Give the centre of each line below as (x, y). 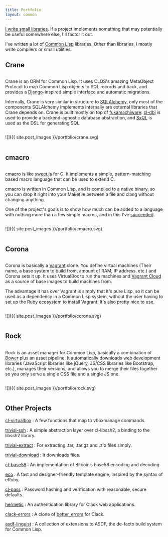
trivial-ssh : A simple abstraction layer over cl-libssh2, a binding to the (77, 430)
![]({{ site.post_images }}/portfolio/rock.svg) (51, 388)
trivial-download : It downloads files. (43, 455)
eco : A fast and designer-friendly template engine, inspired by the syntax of (84, 474)
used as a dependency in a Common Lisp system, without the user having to (84, 296)
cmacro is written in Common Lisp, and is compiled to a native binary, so (80, 189)
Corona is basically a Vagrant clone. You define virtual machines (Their (78, 265)
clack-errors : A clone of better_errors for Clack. (55, 514)
